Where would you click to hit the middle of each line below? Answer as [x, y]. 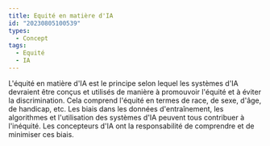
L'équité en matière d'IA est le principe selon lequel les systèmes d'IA [124, 83]
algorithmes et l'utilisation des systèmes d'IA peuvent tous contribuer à [127, 117]
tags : [17, 46]
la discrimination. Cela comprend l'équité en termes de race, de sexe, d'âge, [135, 100]
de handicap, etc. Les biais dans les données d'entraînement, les [116, 108]
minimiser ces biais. [41, 134]
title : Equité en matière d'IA [61, 16]
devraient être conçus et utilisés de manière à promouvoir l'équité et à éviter [135, 91]
